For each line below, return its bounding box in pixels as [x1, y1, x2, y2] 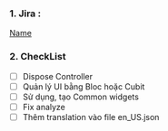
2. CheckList [9, 51, 66, 63]
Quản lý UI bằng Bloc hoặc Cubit [22, 80, 145, 92]
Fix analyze [22, 101, 66, 112]
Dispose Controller [22, 70, 94, 81]
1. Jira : [9, 7, 42, 20]
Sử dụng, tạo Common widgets [22, 91, 139, 102]
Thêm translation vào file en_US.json [22, 111, 160, 122]
